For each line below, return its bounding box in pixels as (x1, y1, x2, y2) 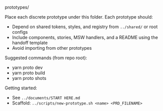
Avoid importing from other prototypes (12, 45, 92, 51)
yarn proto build (12, 70, 46, 76)
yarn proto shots (12, 75, 46, 81)
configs (12, 29, 28, 35)
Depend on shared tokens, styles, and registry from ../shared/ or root (12, 24, 158, 30)
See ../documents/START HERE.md (12, 95, 80, 100)
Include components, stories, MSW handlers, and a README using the (12, 35, 158, 40)
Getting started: (5, 85, 37, 91)
